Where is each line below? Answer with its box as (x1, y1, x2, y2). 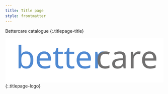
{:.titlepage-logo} (5, 83, 41, 89)
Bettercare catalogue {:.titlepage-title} (5, 28, 84, 34)
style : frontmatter (5, 13, 46, 19)
